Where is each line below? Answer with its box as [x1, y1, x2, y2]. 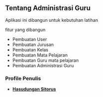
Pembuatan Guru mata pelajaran [12, 57, 79, 63]
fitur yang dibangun [5, 27, 46, 33]
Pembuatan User [12, 36, 47, 42]
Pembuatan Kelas [12, 47, 49, 52]
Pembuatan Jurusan [12, 42, 54, 48]
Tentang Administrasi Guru [5, 4, 91, 12]
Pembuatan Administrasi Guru [12, 62, 74, 68]
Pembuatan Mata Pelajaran [12, 52, 68, 58]
